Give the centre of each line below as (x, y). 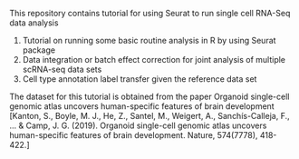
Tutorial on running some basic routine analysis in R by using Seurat (149, 40)
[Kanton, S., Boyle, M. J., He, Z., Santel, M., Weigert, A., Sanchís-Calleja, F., (149, 116)
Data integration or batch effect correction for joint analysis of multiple (154, 60)
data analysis (34, 23)
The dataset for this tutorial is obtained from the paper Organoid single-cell (149, 96)
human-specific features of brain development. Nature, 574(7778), (134, 135)
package (39, 50)
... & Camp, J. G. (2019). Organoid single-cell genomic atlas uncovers (138, 125)
